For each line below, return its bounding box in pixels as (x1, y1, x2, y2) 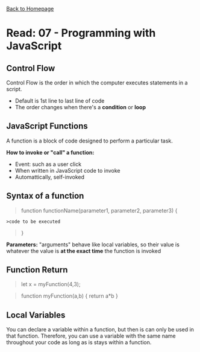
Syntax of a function (6, 191, 84, 201)
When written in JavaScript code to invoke (14, 167, 120, 174)
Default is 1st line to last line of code (14, 97, 105, 104)
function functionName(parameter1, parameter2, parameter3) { (20, 206, 178, 214)
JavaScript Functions (6, 121, 89, 132)
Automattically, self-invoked (14, 173, 85, 181)
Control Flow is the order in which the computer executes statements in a (6, 79, 188, 86)
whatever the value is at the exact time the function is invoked (6, 247, 161, 254)
